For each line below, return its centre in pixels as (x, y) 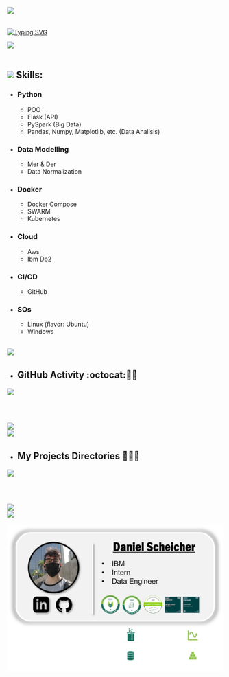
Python (29, 95)
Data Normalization (55, 171)
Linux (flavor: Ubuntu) (58, 324)
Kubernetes (44, 219)
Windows (40, 332)
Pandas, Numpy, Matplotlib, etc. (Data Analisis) (94, 131)
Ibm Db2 (39, 259)
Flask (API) (43, 117)
